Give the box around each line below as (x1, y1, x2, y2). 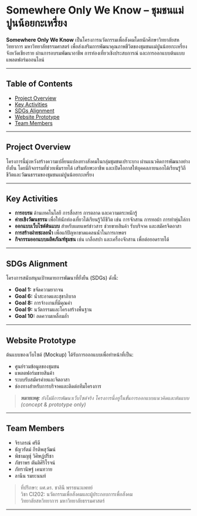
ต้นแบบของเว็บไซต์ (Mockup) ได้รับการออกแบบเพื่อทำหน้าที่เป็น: (6, 351, 134, 358)
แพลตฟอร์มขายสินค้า (14, 370, 55, 376)
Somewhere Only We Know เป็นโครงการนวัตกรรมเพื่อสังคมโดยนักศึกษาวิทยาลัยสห (6, 36, 180, 43)
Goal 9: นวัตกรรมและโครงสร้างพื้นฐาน (14, 306, 92, 313)
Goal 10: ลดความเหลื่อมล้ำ (14, 313, 69, 320)
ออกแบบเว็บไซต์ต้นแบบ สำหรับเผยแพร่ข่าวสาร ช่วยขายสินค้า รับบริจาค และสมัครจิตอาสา (14, 223, 182, 230)
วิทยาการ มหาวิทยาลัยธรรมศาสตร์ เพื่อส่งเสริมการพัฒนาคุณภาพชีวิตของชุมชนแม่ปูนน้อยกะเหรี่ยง (6, 42, 188, 50)
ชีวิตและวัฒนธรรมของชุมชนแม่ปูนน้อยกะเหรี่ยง (6, 171, 94, 178)
